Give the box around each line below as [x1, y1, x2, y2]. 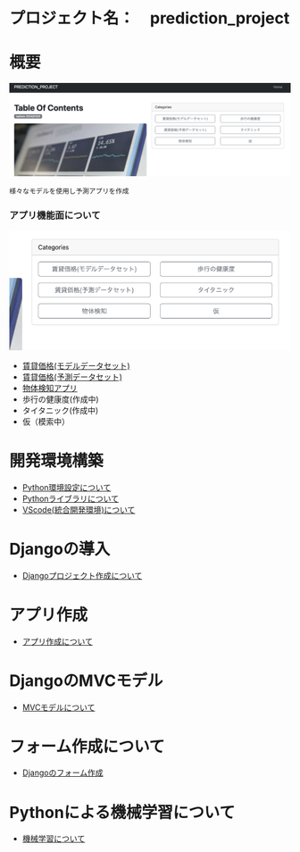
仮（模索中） [21, 416, 70, 427]
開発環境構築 [9, 450, 104, 471]
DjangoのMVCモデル [9, 671, 163, 690]
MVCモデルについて [21, 702, 96, 713]
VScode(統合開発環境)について [21, 504, 136, 514]
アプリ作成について [21, 636, 94, 647]
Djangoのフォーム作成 [21, 767, 104, 778]
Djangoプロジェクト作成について [21, 570, 143, 581]
